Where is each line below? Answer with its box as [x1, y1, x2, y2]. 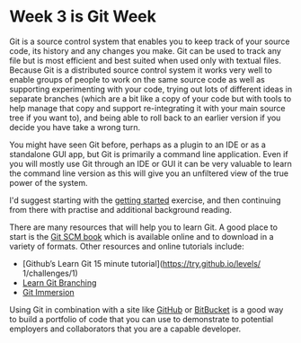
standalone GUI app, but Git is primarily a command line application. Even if [9, 148, 289, 159]
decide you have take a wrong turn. [9, 121, 141, 132]
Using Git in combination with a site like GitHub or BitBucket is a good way [9, 303, 284, 315]
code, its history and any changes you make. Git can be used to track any [9, 45, 281, 56]
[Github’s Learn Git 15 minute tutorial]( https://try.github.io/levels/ [22, 258, 261, 268]
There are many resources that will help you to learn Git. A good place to [9, 222, 279, 233]
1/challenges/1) [22, 268, 78, 278]
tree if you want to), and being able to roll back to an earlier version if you [9, 112, 281, 123]
